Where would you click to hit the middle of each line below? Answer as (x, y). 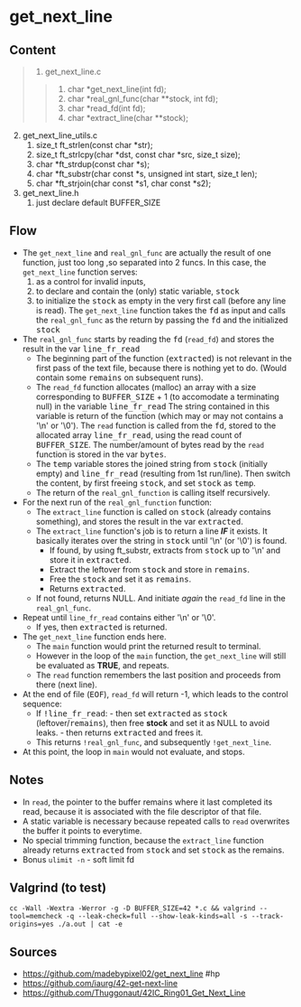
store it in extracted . (91, 559)
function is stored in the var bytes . (101, 454)
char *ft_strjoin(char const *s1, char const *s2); (123, 183)
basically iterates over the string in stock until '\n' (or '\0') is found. (161, 540)
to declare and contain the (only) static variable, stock (138, 291)
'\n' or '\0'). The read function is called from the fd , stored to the (156, 425)
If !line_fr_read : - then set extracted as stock (132, 713)
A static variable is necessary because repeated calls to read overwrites (156, 821)
